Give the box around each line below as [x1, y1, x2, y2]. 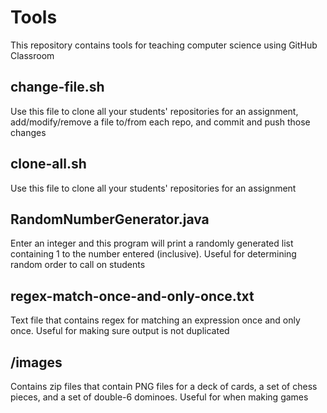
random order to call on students [10, 259, 146, 271]
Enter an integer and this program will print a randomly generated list [10, 237, 294, 250]
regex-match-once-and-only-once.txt [10, 287, 255, 305]
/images [10, 354, 63, 371]
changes [10, 126, 47, 138]
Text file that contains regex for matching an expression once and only [10, 314, 301, 326]
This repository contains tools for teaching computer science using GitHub [10, 39, 318, 51]
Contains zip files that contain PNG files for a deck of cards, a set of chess [10, 381, 318, 392]
